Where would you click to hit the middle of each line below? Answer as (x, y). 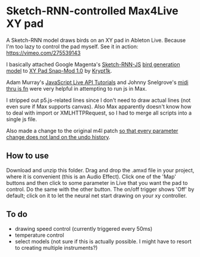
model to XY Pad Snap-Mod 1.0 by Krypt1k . (59, 70)
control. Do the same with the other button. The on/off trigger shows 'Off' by (100, 189)
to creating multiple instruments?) (56, 247)
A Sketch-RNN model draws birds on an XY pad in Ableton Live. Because (96, 40)
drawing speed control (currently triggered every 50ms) (84, 228)
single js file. (22, 119)
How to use (27, 156)
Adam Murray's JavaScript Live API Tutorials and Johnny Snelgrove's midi (97, 82)
